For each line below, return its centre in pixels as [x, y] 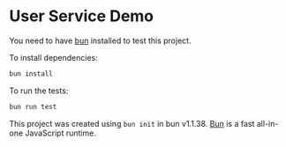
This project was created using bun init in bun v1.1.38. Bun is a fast [132, 123]
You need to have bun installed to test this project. [100, 40]
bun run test [33, 107]
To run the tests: [39, 91]
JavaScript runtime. [61, 133]
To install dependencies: [54, 57]
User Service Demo [82, 16]
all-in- [267, 123]
